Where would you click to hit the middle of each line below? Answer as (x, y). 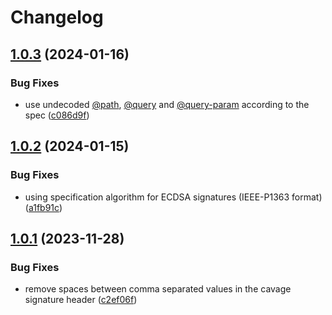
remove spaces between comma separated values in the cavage (158, 289)
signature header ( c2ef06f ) (81, 300)
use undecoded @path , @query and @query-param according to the (167, 104)
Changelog (57, 17)
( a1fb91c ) (43, 207)
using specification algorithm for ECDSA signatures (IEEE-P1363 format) (173, 197)
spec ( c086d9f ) (57, 115)
